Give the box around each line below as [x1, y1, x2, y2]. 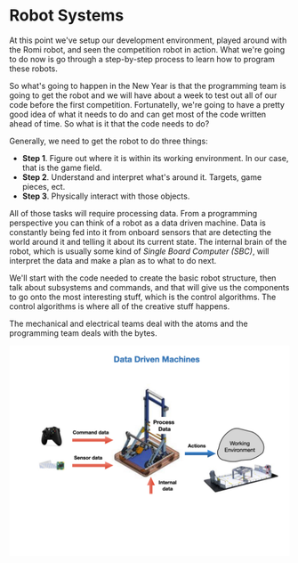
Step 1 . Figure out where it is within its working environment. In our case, [21, 152, 289, 163]
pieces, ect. [21, 181, 66, 192]
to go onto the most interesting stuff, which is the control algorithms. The [9, 291, 277, 302]
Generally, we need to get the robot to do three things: [9, 135, 208, 146]
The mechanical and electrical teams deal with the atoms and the [9, 318, 248, 329]
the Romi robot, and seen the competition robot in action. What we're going [9, 44, 286, 54]
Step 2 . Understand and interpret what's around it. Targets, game [21, 171, 262, 183]
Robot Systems [9, 5, 125, 26]
